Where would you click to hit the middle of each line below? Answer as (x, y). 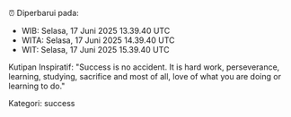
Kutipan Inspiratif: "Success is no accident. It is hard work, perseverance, (144, 67)
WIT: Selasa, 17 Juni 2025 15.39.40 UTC (95, 50)
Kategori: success (42, 103)
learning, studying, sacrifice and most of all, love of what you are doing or (145, 76)
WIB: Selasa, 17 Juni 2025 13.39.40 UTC (96, 31)
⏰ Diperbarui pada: (44, 13)
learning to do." (37, 86)
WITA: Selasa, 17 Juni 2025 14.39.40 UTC (98, 40)
